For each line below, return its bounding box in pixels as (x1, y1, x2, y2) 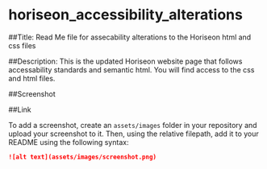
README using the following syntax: (8, 137, 129, 146)
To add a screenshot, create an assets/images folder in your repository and (8, 120, 257, 130)
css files (8, 40, 36, 50)
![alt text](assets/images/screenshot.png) (8, 153, 157, 161)
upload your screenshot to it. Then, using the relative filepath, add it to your (8, 129, 260, 138)
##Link (8, 105, 31, 114)
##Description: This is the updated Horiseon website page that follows (8, 56, 243, 66)
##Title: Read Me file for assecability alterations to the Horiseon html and (8, 32, 252, 42)
